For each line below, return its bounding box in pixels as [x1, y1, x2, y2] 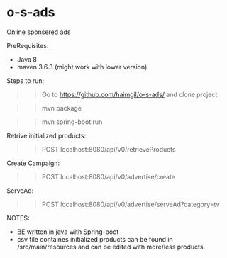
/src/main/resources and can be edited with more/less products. [16, 242, 206, 251]
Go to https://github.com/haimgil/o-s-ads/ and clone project [41, 90, 218, 99]
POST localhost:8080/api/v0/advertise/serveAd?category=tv [41, 200, 221, 208]
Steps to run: [6, 76, 45, 85]
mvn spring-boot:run [41, 118, 103, 126]
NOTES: [6, 213, 30, 222]
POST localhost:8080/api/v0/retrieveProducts [41, 145, 176, 153]
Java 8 [16, 55, 37, 64]
